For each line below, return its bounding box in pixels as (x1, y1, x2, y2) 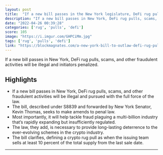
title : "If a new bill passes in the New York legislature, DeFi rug (5, 12, 151, 16)
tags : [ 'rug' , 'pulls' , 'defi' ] (5, 39, 70, 44)
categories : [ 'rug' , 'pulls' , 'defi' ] (5, 25, 83, 30)
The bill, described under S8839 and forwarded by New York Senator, (12, 104, 152, 109)
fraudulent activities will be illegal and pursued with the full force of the (12, 93, 154, 99)
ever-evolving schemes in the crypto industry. (12, 129, 104, 136)
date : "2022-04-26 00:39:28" (5, 20, 64, 26)
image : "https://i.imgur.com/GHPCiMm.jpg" (5, 34, 92, 39)
